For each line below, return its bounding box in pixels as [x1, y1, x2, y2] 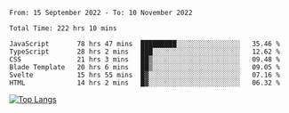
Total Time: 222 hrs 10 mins [9, 24, 117, 33]
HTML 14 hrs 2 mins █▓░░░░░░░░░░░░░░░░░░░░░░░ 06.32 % [9, 78, 280, 87]
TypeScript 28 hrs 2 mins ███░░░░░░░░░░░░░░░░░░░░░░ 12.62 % [9, 47, 280, 56]
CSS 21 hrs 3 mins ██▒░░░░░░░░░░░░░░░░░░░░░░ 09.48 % [9, 55, 280, 64]
